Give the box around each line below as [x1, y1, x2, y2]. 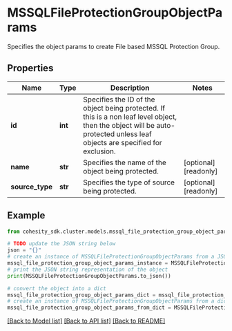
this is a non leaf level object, [82, 112, 177, 122]
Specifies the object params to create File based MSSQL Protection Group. [7, 42, 220, 50]
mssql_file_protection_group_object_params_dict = [7, 292, 156, 299]
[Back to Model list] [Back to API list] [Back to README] [7, 316, 166, 325]
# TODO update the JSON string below [7, 240, 116, 247]
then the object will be [82, 120, 155, 130]
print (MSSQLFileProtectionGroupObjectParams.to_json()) [7, 272, 171, 279]
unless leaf [116, 129, 152, 139]
